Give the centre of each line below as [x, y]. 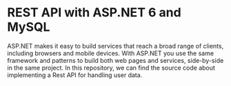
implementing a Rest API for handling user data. [75, 75]
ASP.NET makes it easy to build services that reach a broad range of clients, [115, 46]
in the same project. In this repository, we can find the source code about [111, 68]
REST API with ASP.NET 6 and [94, 13]
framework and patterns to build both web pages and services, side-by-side [115, 60]
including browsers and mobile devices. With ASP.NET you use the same [111, 53]
